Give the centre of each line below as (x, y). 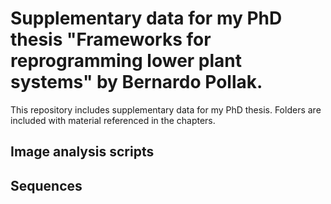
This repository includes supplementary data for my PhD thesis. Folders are (166, 109)
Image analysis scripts (82, 152)
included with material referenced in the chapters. (113, 120)
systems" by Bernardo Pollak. (136, 82)
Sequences (46, 185)
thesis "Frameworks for (111, 39)
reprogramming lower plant (126, 61)
